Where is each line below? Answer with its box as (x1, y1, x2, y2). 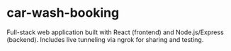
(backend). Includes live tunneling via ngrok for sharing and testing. (6, 35, 204, 43)
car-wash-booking (6, 5, 120, 21)
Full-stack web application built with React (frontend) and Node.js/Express (6, 28, 224, 36)
